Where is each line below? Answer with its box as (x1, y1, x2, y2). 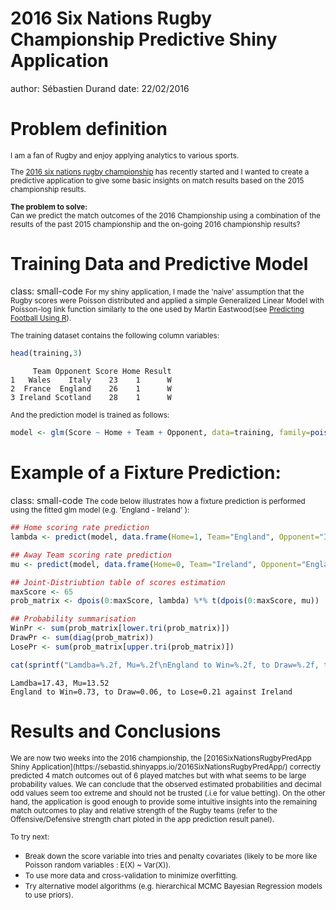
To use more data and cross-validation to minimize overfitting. (24, 870, 238, 881)
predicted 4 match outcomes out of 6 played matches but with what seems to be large (10, 770, 307, 781)
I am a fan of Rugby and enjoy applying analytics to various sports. (10, 150, 240, 161)
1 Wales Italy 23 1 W (10, 375, 172, 386)
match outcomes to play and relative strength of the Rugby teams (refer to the (10, 805, 278, 816)
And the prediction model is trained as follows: (10, 410, 170, 421)
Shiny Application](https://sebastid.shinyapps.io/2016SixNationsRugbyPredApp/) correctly (10, 762, 321, 772)
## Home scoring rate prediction (10, 523, 150, 533)
